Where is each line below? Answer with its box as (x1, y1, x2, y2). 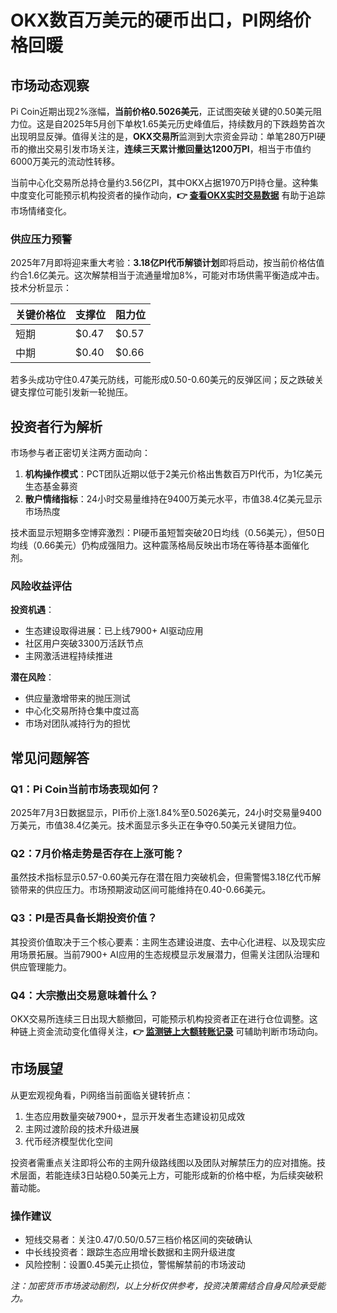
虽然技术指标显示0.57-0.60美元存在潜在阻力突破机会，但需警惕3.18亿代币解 (10, 871, 322, 883)
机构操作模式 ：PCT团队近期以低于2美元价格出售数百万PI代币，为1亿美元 (24, 468, 323, 480)
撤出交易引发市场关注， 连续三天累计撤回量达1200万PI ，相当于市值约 (27, 143, 312, 155)
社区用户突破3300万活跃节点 (24, 637, 144, 650)
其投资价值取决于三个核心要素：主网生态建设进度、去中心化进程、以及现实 (10, 936, 317, 948)
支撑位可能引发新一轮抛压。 (18, 386, 133, 398)
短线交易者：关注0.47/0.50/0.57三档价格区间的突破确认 (24, 1234, 253, 1246)
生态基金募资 (24, 481, 78, 493)
